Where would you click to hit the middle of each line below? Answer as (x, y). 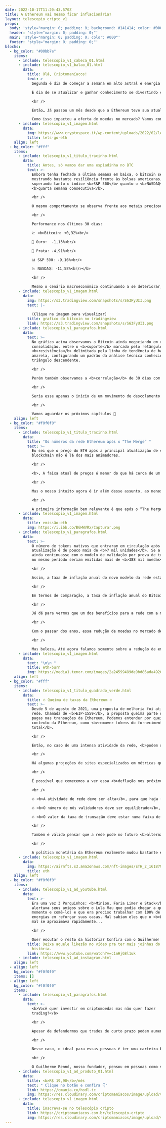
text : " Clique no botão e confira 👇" (67, 1085)
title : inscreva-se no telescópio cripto (70, 1108)
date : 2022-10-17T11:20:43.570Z (38, 10)
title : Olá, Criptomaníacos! (57, 74)
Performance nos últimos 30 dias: (67, 224)
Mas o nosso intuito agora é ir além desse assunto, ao (90, 491)
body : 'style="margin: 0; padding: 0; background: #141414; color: (81, 28)
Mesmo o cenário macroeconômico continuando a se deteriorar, (97, 287)
